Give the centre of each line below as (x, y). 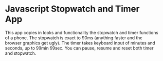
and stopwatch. (21, 53)
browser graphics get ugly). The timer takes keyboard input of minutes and (80, 43)
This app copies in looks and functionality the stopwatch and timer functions (82, 32)
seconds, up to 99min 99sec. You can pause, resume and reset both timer (80, 48)
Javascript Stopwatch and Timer (72, 9)
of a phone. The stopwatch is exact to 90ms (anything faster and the (74, 38)
